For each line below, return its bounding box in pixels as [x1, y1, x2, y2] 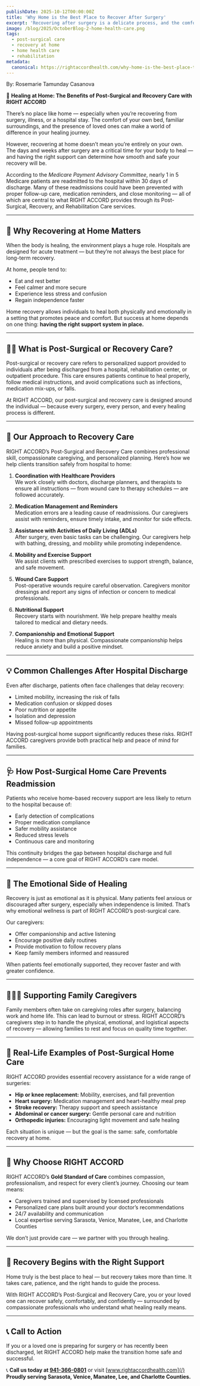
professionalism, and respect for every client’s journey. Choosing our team [6, 1179, 189, 1187]
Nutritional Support [14, 606, 64, 613]
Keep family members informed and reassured [14, 950, 129, 957]
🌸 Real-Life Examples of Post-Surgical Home [6, 1048, 174, 1058]
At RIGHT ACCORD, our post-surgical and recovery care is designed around [6, 396, 192, 404]
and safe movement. [14, 563, 65, 571]
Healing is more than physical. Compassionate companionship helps [14, 636, 183, 643]
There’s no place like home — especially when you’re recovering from [6, 110, 177, 117]
